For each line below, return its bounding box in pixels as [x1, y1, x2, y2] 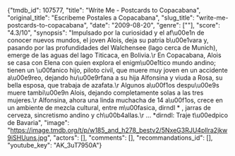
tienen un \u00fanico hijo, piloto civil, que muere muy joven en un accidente [7, 66, 228, 74]
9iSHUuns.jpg [7, 133, 48, 142]
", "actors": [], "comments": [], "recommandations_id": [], [47, 133, 213, 142]
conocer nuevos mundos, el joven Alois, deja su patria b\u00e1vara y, [7, 36, 210, 44]
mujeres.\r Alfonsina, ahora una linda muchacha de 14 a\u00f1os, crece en [7, 96, 224, 104]
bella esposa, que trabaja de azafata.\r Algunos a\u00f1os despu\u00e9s [7, 81, 220, 89]
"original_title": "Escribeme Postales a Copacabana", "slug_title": [7, 13, 195, 22]
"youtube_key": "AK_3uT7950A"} [7, 141, 102, 149]
